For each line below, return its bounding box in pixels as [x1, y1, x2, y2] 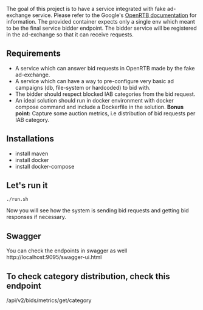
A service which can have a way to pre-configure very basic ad [15, 77, 174, 84]
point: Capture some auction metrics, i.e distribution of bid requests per [15, 109, 196, 117]
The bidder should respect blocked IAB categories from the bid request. [15, 90, 196, 98]
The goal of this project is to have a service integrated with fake [6, 5, 166, 12]
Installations [6, 133, 55, 144]
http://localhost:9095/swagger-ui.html [6, 254, 102, 261]
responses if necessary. [6, 214, 67, 221]
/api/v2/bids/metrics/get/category [6, 297, 92, 304]
